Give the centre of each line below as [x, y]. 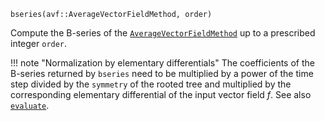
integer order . [39, 43]
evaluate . [30, 105]
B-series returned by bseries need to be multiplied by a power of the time [162, 73]
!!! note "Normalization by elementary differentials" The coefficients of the [162, 63]
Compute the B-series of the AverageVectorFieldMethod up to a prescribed [163, 33]
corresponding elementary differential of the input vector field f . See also [161, 94]
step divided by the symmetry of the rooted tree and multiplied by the [151, 84]
